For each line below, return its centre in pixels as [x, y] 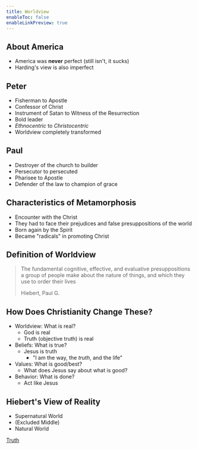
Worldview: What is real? [45, 326]
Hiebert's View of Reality [54, 402]
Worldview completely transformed [58, 132]
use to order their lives [48, 282]
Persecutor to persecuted [46, 171]
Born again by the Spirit [44, 230]
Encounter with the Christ [46, 217]
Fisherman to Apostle [41, 101]
